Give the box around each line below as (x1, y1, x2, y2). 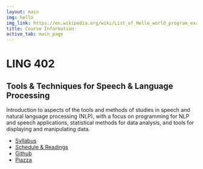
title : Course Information (6, 25, 74, 32)
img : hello (6, 14, 34, 20)
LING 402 (6, 57, 56, 71)
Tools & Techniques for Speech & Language (6, 81, 173, 91)
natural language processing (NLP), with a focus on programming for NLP (6, 112, 190, 120)
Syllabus (14, 137, 37, 144)
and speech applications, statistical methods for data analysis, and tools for (6, 119, 195, 126)
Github (14, 150, 32, 157)
